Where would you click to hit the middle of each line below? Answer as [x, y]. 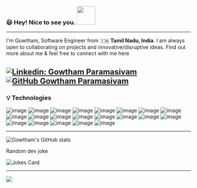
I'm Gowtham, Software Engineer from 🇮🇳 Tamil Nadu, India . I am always [96, 40]
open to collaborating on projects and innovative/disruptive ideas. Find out [96, 47]
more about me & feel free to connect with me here [68, 53]
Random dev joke [27, 151]
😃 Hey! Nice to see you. [41, 22]
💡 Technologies [29, 98]
